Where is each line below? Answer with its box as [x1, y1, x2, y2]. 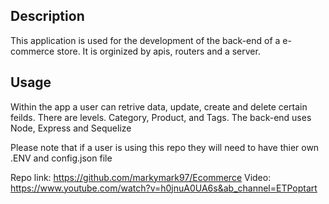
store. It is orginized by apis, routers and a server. [56, 45, 261, 57]
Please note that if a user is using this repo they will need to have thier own [10, 141, 320, 153]
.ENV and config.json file [10, 152, 113, 164]
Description [10, 8, 85, 25]
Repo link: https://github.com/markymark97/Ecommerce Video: [10, 171, 272, 183]
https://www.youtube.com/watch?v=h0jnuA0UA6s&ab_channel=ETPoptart [10, 182, 318, 194]
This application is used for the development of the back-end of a [10, 34, 281, 46]
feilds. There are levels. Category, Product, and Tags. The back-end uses [10, 111, 312, 123]
